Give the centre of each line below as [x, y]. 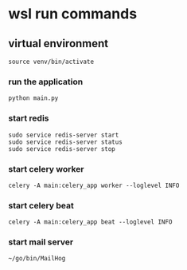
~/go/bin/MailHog [37, 259]
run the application [46, 81]
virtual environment [58, 44]
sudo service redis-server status [66, 142]
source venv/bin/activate [51, 62]
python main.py [33, 98]
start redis [29, 118]
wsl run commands [73, 14]
